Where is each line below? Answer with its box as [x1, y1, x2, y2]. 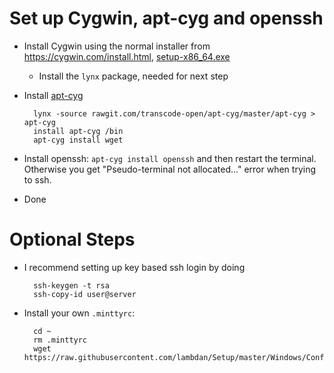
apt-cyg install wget [33, 135, 124, 145]
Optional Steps [9, 228, 136, 251]
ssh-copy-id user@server [33, 289, 137, 299]
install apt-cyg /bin [33, 126, 124, 136]
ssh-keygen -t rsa [33, 280, 110, 291]
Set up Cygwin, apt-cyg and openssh [9, 7, 324, 30]
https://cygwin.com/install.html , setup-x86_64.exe [23, 50, 231, 62]
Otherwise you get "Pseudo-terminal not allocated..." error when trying [23, 163, 317, 175]
